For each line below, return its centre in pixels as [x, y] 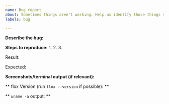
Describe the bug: [24, 38]
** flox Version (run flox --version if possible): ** [57, 86]
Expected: [16, 67]
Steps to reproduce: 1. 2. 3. [34, 48]
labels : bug [18, 19]
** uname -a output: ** [28, 96]
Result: [12, 57]
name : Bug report [23, 10]
